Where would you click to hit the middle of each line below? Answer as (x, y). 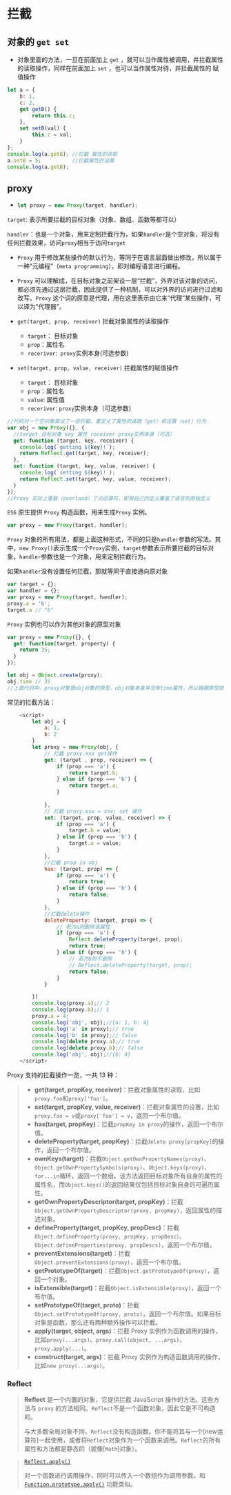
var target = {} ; (32, 584)
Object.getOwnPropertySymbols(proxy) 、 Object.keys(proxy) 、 (122, 1167)
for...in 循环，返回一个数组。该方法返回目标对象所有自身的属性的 (128, 1176)
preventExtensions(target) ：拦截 (82, 1253)
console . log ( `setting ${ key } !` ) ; (68, 473)
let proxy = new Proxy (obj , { (75, 747)
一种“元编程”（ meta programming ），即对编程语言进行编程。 (100, 266)
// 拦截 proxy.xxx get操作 (81, 753)
